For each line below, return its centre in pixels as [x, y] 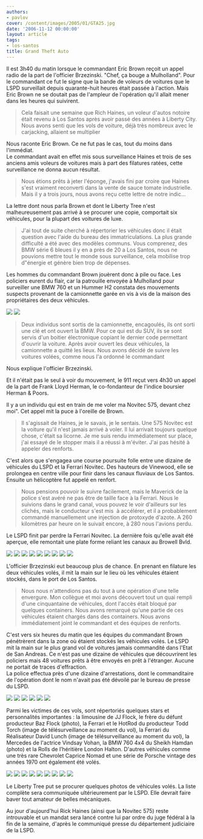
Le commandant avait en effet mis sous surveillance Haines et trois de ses [99, 156]
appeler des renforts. [47, 449]
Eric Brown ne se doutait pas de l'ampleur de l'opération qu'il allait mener [98, 94]
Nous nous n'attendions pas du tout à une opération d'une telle [100, 590]
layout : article [27, 35]
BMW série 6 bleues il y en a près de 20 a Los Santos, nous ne [99, 250]
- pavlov [17, 18]
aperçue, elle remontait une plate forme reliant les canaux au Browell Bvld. [99, 542]
